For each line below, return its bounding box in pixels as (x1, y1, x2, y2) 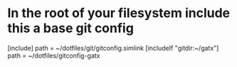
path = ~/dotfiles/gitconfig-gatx (7, 51, 100, 60)
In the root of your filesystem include (7, 5, 231, 21)
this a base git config (7, 20, 134, 36)
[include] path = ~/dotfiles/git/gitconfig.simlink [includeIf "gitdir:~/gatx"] (7, 43, 219, 52)
